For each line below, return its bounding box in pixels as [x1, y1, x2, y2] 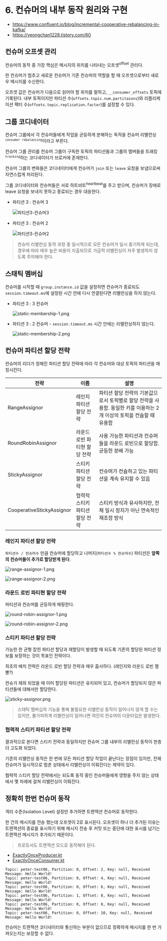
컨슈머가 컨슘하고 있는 [98, 468, 148, 475]
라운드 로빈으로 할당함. [109, 439, 160, 446]
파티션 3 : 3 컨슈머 [12, 300, 49, 306]
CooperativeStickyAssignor [7, 507, 72, 513]
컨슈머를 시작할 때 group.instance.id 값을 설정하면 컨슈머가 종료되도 [5, 284, 140, 290]
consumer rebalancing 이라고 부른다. [5, 138, 69, 144]
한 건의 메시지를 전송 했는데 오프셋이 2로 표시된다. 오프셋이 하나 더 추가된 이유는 [5, 819, 160, 825]
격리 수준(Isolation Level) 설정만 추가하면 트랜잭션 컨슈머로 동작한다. [5, 808, 139, 814]
